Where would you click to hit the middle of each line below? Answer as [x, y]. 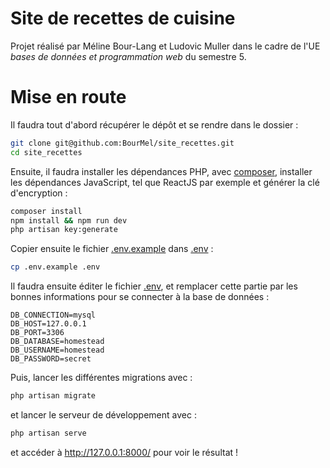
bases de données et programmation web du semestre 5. [128, 56]
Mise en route [68, 97]
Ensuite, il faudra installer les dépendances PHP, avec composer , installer [161, 171]
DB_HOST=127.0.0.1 [48, 324]
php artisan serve [48, 433]
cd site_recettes [46, 152]
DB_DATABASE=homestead [57, 342]
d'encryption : [39, 193]
